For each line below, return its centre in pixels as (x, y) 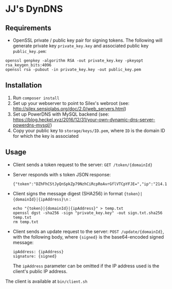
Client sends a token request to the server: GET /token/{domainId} (83, 165)
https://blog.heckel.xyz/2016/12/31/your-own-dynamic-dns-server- (84, 119)
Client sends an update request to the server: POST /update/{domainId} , (88, 231)
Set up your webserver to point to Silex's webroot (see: (71, 103)
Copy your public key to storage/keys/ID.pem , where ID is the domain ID (89, 130)
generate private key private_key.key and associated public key (81, 46)
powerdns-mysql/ (31, 125)
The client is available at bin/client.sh (46, 281)
